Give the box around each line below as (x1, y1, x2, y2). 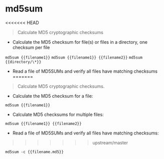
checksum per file (12, 44, 50, 50)
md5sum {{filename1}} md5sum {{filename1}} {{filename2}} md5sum (5, 55, 143, 60)
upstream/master (92, 139, 128, 145)
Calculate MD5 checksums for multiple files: (12, 111, 104, 117)
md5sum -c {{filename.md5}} (5, 149, 64, 154)
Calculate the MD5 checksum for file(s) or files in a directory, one (12, 39, 148, 45)
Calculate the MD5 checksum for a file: (12, 93, 93, 99)
